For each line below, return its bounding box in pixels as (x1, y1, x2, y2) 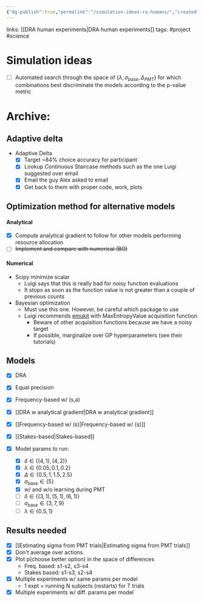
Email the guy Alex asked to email (24, 176, 109, 183)
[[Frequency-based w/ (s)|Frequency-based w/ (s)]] (15, 420, 146, 428)
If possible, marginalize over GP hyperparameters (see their (33, 331, 183, 339)
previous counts (24, 292, 65, 300)
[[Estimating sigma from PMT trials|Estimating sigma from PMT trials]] (15, 542, 190, 549)
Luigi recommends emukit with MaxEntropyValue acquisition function (24, 312, 197, 319)
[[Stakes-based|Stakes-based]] (15, 433, 95, 440)
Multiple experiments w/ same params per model (15, 575, 138, 583)
